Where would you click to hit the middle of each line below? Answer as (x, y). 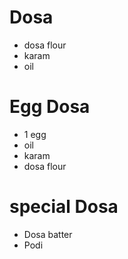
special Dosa (64, 207)
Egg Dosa (50, 107)
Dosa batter (48, 234)
